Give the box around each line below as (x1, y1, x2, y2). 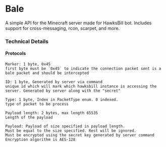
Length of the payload (5, 115, 53, 120)
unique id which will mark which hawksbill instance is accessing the (5, 84, 157, 89)
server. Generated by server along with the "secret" (5, 88, 121, 94)
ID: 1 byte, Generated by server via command (5, 80, 102, 85)
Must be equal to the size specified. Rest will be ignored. (5, 128, 137, 133)
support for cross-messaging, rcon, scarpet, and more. (5, 25, 120, 31)
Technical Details (5, 38, 49, 45)
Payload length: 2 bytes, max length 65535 (5, 111, 98, 116)
